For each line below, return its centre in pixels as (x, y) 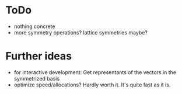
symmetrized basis (37, 78)
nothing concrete (34, 26)
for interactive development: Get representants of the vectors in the (95, 72)
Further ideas (39, 56)
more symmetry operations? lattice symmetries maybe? (81, 32)
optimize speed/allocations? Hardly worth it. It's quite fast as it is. (92, 85)
